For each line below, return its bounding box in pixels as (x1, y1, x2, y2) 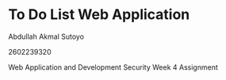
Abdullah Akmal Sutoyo (8, 32, 85, 41)
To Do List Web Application (8, 6, 190, 24)
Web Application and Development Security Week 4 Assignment (8, 62, 218, 72)
